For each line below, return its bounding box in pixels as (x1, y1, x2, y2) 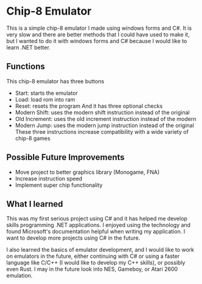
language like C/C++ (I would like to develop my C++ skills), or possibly (6, 259, 186, 266)
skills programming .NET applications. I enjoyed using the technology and (6, 221, 190, 229)
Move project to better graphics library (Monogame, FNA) (15, 168, 160, 176)
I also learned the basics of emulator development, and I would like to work (6, 246, 195, 254)
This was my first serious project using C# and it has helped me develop (6, 215, 187, 223)
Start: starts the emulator (15, 89, 78, 97)
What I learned (6, 199, 63, 209)
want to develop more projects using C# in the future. (6, 234, 141, 241)
